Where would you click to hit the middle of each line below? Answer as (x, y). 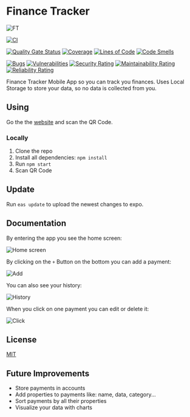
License (22, 340)
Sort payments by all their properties (61, 401)
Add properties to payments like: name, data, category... (85, 394)
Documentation (36, 223)
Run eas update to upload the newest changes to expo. (75, 204)
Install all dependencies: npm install (61, 158)
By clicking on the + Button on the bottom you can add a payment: (89, 261)
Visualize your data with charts (54, 408)
